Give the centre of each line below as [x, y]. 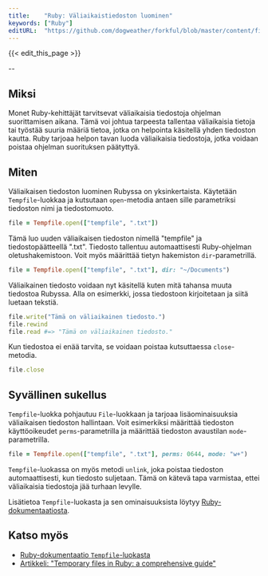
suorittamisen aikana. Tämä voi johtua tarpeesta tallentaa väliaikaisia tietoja [132, 121]
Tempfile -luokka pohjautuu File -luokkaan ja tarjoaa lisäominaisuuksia [123, 414]
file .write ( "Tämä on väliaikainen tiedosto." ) [87, 316]
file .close [26, 370]
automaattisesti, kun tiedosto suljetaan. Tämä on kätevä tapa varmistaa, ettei [134, 478]
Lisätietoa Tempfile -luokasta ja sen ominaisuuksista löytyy [104, 502]
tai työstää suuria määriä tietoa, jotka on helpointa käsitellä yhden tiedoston [132, 130]
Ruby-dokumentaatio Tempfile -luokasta [85, 554]
